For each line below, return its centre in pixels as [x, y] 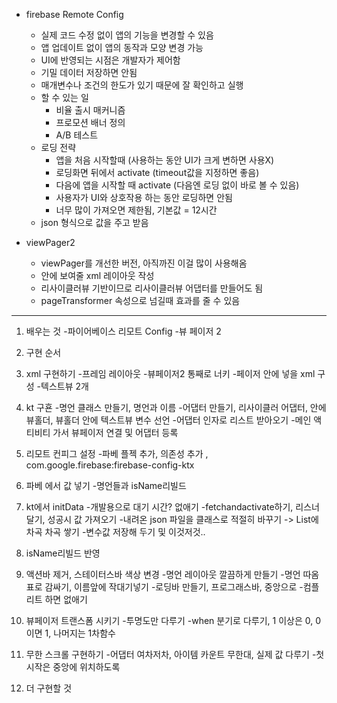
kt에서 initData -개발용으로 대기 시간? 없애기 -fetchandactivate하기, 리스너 [172, 507]
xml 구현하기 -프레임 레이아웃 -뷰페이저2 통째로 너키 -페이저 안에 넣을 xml [170, 373]
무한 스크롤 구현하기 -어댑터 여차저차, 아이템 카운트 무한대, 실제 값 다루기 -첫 [175, 654]
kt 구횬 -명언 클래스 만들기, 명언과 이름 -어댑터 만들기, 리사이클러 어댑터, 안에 [176, 407]
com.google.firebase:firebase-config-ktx [110, 465]
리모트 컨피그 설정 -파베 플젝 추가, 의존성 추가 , [117, 453]
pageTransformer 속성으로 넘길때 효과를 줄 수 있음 [140, 300]
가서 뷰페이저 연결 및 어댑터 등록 [115, 432]
